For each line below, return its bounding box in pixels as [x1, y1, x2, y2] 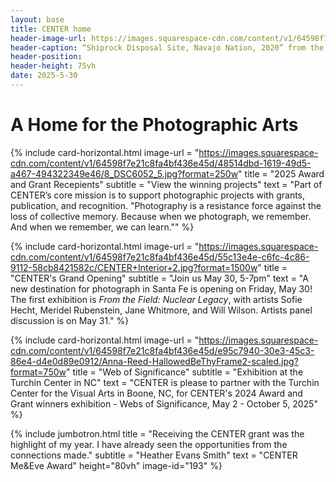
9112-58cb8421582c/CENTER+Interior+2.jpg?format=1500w [10, 261, 258, 273]
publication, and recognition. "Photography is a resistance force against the [10, 199, 322, 211]
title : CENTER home [10, 24, 92, 34]
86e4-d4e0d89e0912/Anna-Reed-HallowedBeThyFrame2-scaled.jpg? [10, 355, 299, 367]
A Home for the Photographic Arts [10, 114, 299, 136]
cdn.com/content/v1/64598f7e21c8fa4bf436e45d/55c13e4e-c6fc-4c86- [10, 251, 310, 263]
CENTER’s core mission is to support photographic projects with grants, [10, 189, 306, 201]
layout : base [10, 14, 65, 25]
